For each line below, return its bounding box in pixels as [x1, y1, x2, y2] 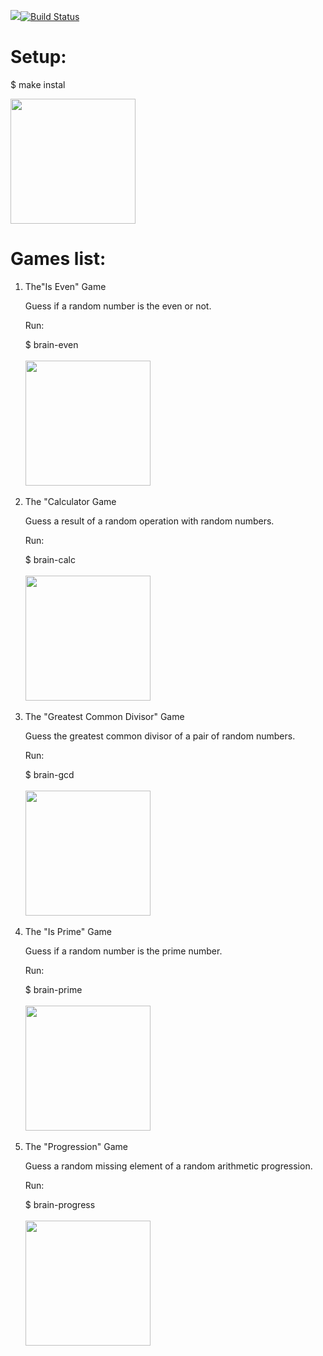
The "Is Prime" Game [24, 925, 112, 937]
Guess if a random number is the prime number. [24, 945, 223, 957]
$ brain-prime [24, 983, 83, 995]
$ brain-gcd [24, 768, 75, 780]
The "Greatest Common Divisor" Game [24, 710, 185, 722]
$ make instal [10, 78, 66, 90]
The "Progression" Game [24, 1140, 128, 1152]
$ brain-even [24, 338, 79, 350]
